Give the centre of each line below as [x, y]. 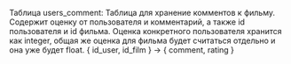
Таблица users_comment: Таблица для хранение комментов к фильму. [142, 13]
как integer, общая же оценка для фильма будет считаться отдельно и [142, 40]
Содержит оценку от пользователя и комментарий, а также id [127, 22]
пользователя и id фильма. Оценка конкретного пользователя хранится [145, 31]
